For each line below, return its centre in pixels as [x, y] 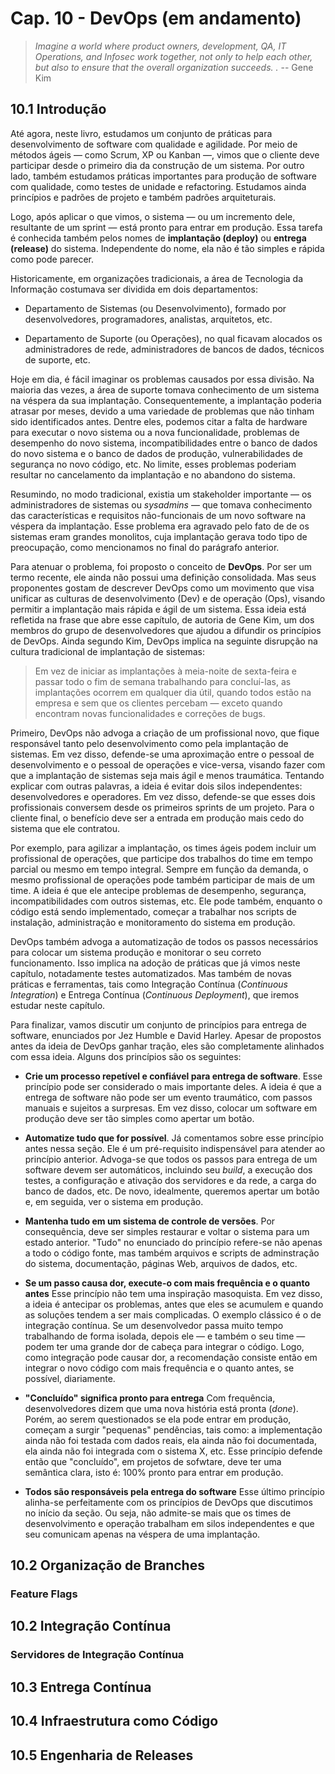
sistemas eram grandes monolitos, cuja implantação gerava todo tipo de [159, 536]
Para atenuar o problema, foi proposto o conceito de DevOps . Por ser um [161, 566]
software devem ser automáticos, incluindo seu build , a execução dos [168, 1169]
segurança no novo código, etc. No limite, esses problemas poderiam [153, 464]
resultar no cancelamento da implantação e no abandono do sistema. [153, 474]
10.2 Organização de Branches [107, 1565]
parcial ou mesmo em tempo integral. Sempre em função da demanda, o [159, 869]
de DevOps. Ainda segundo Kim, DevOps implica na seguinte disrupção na [164, 641]
